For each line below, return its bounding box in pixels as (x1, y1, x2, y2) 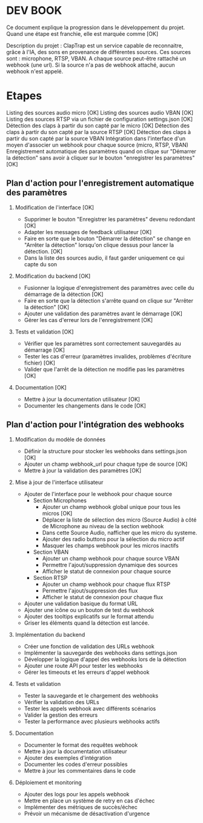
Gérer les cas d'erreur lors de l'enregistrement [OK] (24, 316, 153, 323)
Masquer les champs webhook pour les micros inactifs (42, 542, 179, 549)
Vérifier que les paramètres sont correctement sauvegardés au (24, 340, 181, 347)
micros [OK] (42, 509, 73, 517)
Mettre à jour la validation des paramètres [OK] (24, 466, 142, 474)
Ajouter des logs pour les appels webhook (24, 790, 130, 798)
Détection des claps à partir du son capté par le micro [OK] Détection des (6, 122, 190, 129)
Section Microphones (33, 497, 87, 504)
